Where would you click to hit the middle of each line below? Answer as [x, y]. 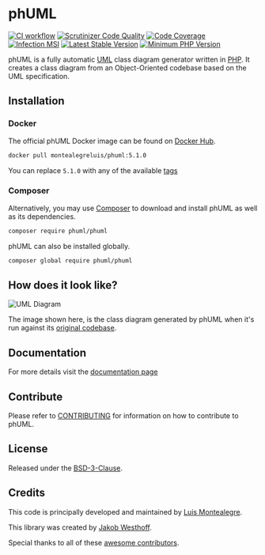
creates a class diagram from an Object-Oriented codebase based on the [127, 67]
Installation [36, 101]
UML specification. [39, 76]
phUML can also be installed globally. [69, 246]
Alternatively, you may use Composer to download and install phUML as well [133, 208]
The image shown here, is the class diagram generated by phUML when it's [131, 319]
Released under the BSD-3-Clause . [66, 468]
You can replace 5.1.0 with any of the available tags [93, 170]
